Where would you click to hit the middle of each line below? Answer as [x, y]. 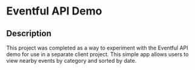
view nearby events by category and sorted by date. [71, 61]
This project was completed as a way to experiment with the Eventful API [97, 48]
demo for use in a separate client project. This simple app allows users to [97, 54]
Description [29, 33]
